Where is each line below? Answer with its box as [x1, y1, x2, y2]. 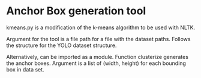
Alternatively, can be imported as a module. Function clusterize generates [6, 53, 189, 60]
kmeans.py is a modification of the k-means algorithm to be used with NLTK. [6, 24, 196, 31]
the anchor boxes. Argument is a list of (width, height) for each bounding [6, 60, 186, 67]
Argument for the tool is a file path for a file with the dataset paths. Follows [6, 35, 191, 42]
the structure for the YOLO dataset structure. [6, 42, 117, 49]
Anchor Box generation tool [6, 4, 146, 18]
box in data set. [6, 65, 44, 73]
